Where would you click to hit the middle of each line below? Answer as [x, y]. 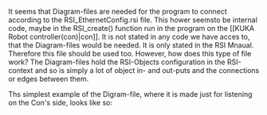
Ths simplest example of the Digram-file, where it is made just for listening [130, 94]
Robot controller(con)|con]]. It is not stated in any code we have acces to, [129, 36]
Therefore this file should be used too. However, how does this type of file [130, 54]
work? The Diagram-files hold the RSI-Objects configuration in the [117, 62]
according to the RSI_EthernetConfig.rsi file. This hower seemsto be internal [133, 20]
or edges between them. [49, 79]
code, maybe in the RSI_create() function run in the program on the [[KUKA [132, 28]
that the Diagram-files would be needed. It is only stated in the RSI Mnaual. [131, 45]
